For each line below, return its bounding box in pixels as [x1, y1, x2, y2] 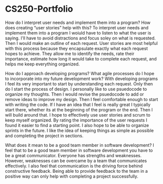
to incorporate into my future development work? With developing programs [5, 76, 158, 82]
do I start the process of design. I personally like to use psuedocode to [5, 86, 147, 92]
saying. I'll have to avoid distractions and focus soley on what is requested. [5, 35, 156, 41]
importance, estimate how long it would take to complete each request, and [5, 56, 157, 61]
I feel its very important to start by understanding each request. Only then [5, 81, 153, 86]
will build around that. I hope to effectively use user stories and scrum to [5, 112, 150, 118]
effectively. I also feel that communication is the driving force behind [5, 163, 143, 169]
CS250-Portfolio [5, 3, 73, 15]
